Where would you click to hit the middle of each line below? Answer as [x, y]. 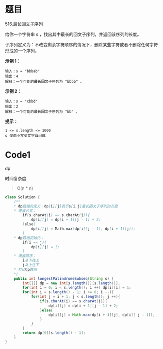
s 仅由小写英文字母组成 [25, 136]
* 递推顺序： [25, 256]
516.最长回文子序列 [24, 24]
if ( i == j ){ [35, 242]
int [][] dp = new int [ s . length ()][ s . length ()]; [71, 283]
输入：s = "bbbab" [23, 71]
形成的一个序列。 [22, 51]
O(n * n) [25, 188]
